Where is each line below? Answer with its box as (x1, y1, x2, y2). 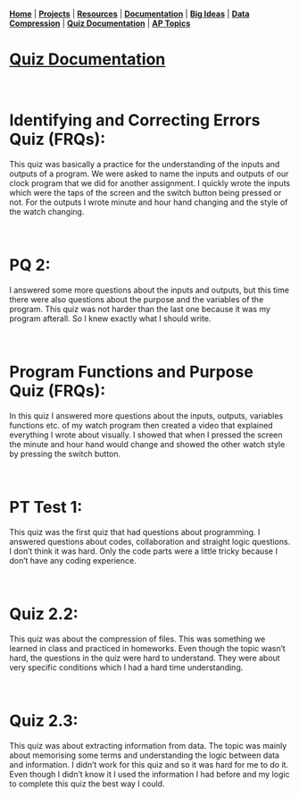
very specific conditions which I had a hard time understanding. (9, 662, 244, 673)
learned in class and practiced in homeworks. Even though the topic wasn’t (9, 642, 286, 653)
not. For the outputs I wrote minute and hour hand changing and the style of (9, 197, 288, 208)
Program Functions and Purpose (9, 362, 254, 382)
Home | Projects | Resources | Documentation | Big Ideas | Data (9, 9, 250, 19)
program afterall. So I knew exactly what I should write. (9, 313, 212, 324)
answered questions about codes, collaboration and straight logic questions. (9, 536, 291, 547)
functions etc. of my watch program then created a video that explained (9, 420, 274, 430)
